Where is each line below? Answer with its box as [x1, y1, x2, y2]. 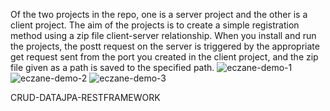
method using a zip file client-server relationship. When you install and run [10, 30, 317, 41]
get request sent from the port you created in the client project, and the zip [10, 51, 319, 63]
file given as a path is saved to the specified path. [10, 62, 215, 73]
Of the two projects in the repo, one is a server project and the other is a [10, 9, 308, 20]
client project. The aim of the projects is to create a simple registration [10, 19, 300, 31]
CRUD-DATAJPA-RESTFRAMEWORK [10, 92, 161, 103]
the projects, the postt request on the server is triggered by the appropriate [10, 40, 320, 52]
